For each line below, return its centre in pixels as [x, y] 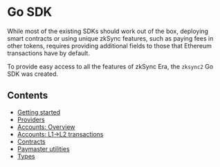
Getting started [39, 112]
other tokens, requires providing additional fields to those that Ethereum [110, 46]
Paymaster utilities [44, 148]
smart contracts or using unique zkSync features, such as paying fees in [110, 38]
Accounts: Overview [46, 127]
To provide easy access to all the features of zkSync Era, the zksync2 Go [110, 66]
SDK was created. [33, 74]
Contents [28, 96]
